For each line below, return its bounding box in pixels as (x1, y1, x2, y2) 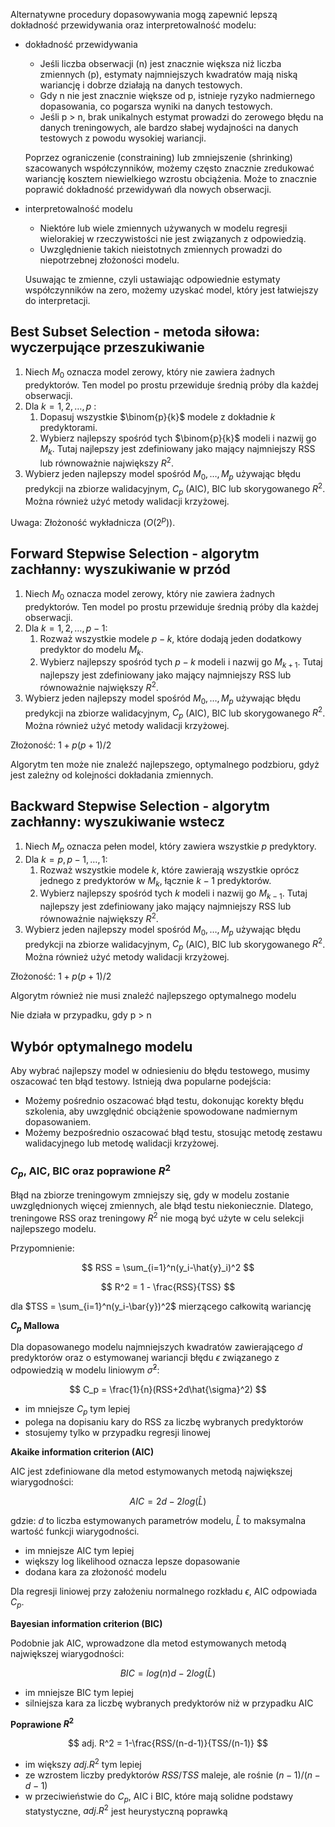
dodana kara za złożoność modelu (24, 1565, 167, 1578)
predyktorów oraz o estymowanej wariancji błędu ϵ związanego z (10, 1352, 280, 1364)
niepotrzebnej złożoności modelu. (39, 254, 180, 266)
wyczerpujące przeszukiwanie (10, 339, 205, 356)
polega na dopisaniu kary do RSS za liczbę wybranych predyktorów (24, 1415, 304, 1428)
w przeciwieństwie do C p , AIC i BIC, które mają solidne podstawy (24, 1790, 294, 1804)
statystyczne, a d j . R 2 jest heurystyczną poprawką (24, 1803, 228, 1817)
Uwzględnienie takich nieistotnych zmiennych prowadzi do (39, 244, 283, 255)
